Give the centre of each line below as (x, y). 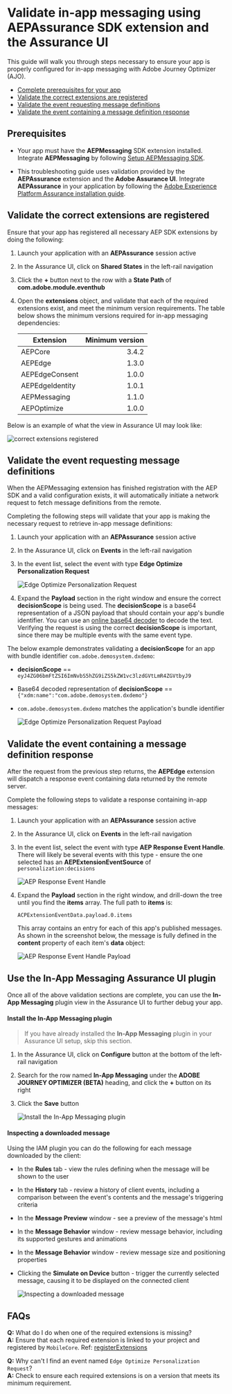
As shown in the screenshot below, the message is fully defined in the (117, 936)
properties (32, 1260)
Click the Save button (48, 1104)
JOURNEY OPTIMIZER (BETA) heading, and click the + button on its (114, 1083)
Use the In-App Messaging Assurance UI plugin (111, 978)
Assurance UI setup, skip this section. (78, 1041)
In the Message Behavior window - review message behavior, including (120, 1231)
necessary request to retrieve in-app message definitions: (90, 524)
